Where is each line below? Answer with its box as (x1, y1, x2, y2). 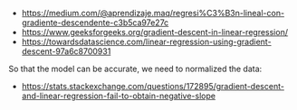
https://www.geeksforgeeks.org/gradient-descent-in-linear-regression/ (21, 27, 289, 37)
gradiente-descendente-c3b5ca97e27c (21, 17, 169, 28)
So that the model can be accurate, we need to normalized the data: (8, 63, 263, 74)
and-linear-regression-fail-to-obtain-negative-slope (21, 90, 216, 101)
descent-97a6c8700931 (21, 46, 111, 57)
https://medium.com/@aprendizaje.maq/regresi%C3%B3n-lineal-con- (21, 8, 285, 18)
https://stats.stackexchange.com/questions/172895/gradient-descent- (21, 81, 284, 91)
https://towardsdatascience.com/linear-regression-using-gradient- (21, 36, 273, 47)
